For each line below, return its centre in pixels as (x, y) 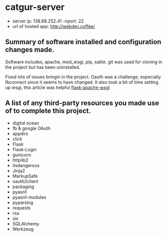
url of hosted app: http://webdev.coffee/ (54, 26)
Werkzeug (23, 229)
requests (21, 208)
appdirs (20, 133)
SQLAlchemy (26, 224)
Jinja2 (19, 171)
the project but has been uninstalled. (43, 67)
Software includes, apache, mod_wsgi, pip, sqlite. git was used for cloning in (84, 62)
